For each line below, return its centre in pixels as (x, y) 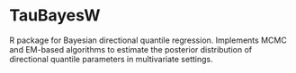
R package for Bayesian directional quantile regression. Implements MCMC (148, 40)
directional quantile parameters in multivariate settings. (111, 59)
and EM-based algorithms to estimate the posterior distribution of (131, 49)
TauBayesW (55, 16)
